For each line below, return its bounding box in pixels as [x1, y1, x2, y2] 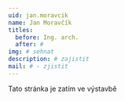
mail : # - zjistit [8, 63, 68, 70]
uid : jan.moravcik [8, 11, 68, 20]
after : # [15, 41, 44, 49]
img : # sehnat [8, 48, 55, 56]
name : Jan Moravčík [8, 19, 72, 27]
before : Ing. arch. [15, 33, 79, 41]
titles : [8, 26, 34, 34]
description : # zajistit [8, 56, 90, 63]
